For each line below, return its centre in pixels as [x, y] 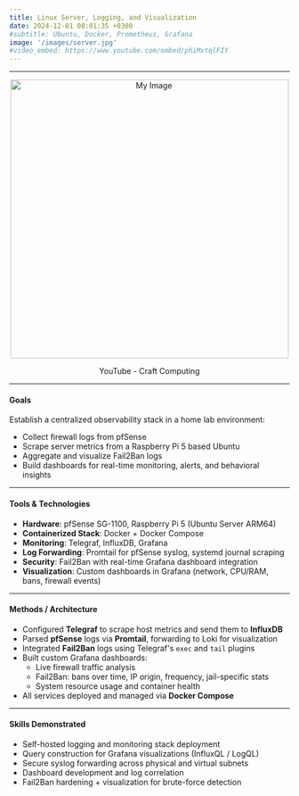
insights [36, 475]
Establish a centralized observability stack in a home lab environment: [137, 419]
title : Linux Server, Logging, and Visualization [103, 17]
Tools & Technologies [50, 503]
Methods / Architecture [53, 609]
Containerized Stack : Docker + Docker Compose [113, 533]
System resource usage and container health [117, 686]
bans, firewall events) [61, 580]
